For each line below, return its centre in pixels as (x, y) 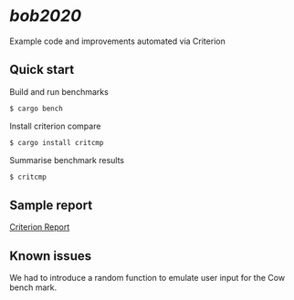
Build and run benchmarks (59, 91)
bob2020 (46, 16)
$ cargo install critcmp (57, 142)
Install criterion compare (55, 126)
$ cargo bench (37, 109)
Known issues (51, 256)
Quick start (42, 70)
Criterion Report (40, 227)
